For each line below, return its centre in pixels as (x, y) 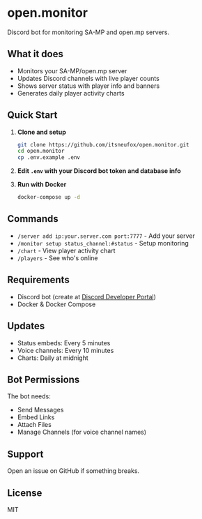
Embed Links (36, 417)
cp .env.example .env (48, 158)
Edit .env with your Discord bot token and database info (99, 171)
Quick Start (32, 115)
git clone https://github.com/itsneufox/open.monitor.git (103, 144)
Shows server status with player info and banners (88, 86)
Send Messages (40, 410)
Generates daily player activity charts (71, 93)
